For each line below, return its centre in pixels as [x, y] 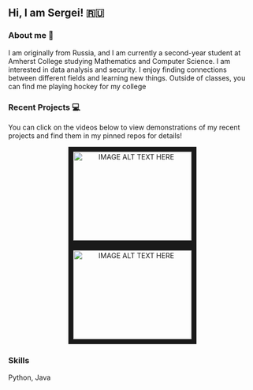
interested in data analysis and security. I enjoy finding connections [117, 69]
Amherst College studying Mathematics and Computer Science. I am [119, 61]
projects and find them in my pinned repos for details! [95, 135]
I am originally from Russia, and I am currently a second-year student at [125, 52]
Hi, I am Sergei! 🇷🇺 [56, 13]
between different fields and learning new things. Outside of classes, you [127, 77]
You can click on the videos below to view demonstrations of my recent [124, 127]
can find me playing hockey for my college [77, 86]
